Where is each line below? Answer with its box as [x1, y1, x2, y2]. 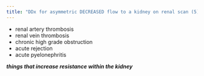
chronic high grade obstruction [15, 38, 93, 45]
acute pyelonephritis [15, 51, 67, 58]
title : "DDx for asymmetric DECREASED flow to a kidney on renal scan [6, 8, 189, 15]
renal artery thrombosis [15, 25, 74, 33]
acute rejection [15, 45, 53, 52]
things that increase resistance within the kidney [6, 63, 133, 70]
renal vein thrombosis [15, 31, 70, 39]
